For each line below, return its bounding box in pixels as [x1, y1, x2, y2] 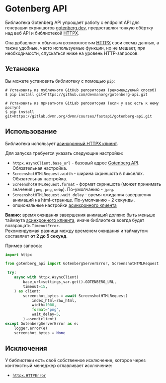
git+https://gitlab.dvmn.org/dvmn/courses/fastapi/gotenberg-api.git [5, 114, 153, 119]
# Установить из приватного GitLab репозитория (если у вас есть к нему [5, 101, 159, 106]
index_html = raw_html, [31, 298, 77, 303]
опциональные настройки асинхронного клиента [12, 202, 117, 208]
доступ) [5, 105, 21, 110]
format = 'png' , [31, 307, 61, 312]
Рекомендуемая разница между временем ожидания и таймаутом [5, 228, 148, 234]
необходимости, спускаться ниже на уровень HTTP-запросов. [5, 50, 139, 56]
